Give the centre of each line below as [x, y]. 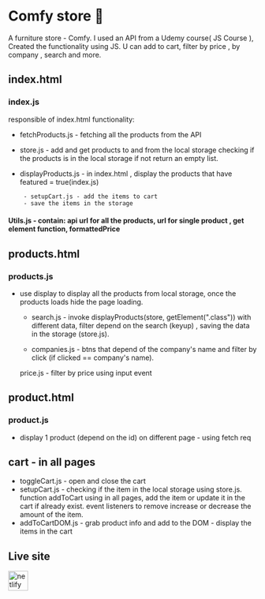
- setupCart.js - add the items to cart [91, 197]
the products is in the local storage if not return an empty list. [119, 158]
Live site [29, 556]
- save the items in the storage [78, 203]
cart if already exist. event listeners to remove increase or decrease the [135, 506]
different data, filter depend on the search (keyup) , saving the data [140, 325]
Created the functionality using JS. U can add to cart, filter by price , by [124, 46]
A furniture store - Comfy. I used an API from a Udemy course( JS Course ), [131, 38]
